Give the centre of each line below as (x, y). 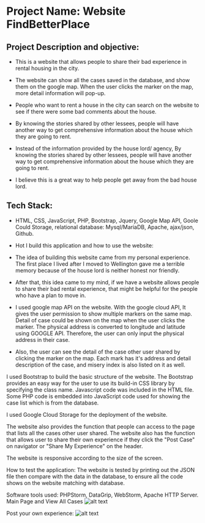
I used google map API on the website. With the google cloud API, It (100, 307)
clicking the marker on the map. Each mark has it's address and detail (103, 358)
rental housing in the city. (47, 68)
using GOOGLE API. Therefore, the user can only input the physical (100, 333)
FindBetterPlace (48, 24)
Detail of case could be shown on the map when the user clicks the (100, 320)
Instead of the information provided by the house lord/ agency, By (98, 148)
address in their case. (43, 339)
